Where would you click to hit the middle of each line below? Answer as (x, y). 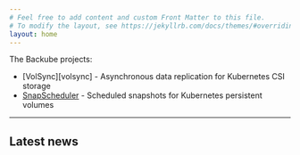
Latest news (44, 141)
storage (36, 86)
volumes (38, 105)
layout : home (33, 34)
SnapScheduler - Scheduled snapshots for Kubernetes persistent (142, 95)
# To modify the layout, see (63, 26)
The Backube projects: (51, 60)
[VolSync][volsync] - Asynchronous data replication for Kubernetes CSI (154, 77)
